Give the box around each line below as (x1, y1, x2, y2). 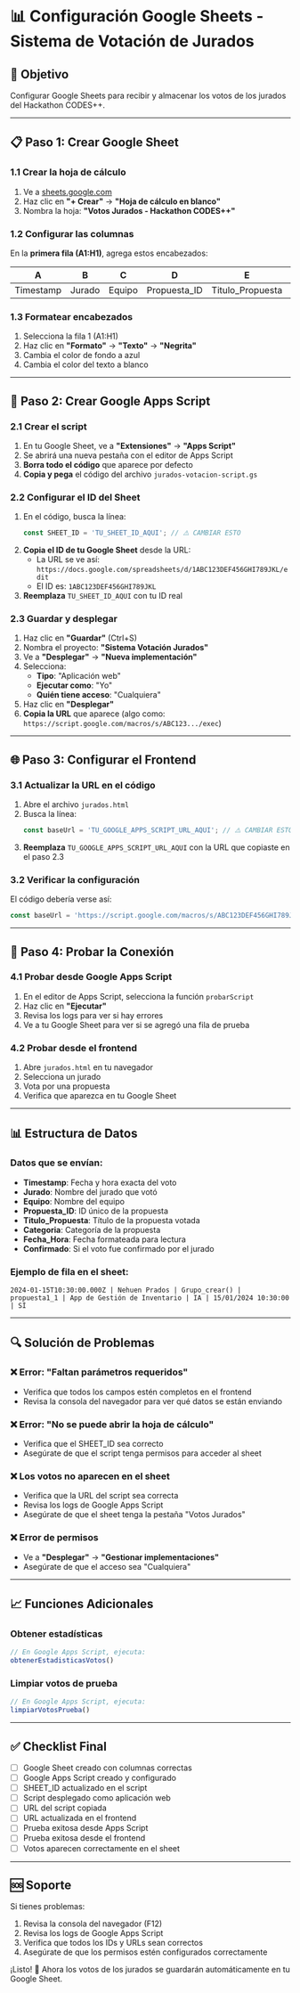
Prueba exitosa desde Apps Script (22, 1823, 149, 1834)
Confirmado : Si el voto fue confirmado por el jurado (22, 1243, 215, 1254)
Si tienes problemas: (10, 1901, 85, 1912)
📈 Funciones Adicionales (10, 1597, 154, 1612)
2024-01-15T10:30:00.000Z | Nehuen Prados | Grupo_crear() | (10, 1286, 242, 1295)
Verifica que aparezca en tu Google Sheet (22, 1090, 177, 1101)
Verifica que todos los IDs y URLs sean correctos (22, 1938, 204, 1948)
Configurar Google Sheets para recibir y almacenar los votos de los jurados (10, 90, 287, 101)
